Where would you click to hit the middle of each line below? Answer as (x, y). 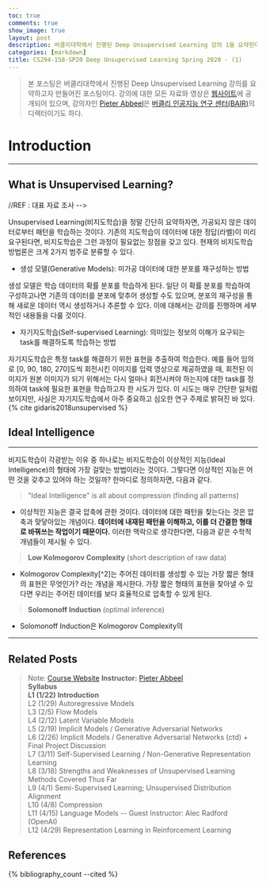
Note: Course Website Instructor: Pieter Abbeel (105, 678)
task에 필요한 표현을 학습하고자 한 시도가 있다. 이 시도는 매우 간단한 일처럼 (143, 388)
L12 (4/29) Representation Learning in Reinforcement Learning (129, 830)
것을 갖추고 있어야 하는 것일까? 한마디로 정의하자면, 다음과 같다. (114, 480)
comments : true (33, 23)
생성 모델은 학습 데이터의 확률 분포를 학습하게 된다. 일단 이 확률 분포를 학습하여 (129, 285)
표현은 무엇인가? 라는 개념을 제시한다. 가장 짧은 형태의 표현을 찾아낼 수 (137, 584)
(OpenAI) (42, 822)
